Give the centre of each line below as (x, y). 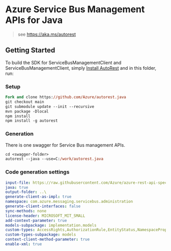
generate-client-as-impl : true (38, 197)
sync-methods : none (26, 211)
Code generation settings (37, 172)
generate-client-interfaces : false (43, 206)
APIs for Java (34, 20)
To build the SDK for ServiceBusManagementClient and (63, 63)
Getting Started (30, 50)
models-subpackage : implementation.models (51, 225)
